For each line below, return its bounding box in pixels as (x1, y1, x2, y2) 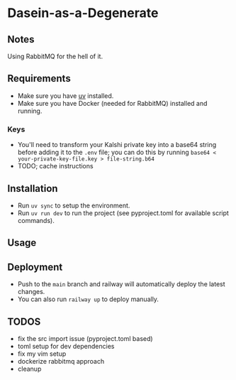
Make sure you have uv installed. (17, 91, 114, 100)
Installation (7, 183, 58, 195)
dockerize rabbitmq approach (17, 357, 105, 365)
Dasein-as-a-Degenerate (7, 5, 159, 21)
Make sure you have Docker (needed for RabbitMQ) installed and (17, 99, 208, 107)
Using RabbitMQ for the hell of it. (7, 52, 103, 60)
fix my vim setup (17, 349, 67, 358)
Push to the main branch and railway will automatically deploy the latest (17, 280, 225, 288)
